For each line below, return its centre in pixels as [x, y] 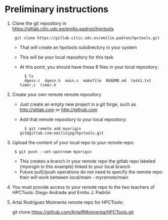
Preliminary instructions [57, 9]
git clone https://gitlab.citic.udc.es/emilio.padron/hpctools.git [87, 38]
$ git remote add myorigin [53, 128]
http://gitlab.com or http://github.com [58, 109]
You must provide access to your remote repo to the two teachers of [83, 187]
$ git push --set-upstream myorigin [53, 152]
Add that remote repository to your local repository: [73, 119]
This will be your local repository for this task [67, 57]
